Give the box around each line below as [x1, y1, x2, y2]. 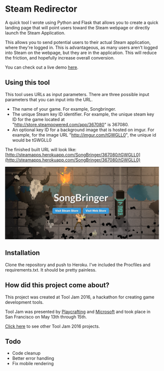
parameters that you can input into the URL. [5, 97, 93, 102]
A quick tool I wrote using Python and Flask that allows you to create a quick [5, 20, 159, 25]
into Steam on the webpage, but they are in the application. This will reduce [5, 50, 157, 56]
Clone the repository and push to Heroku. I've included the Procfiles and [5, 262, 150, 268]
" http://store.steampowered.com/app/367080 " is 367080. [12, 121, 129, 127]
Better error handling [12, 355, 55, 361]
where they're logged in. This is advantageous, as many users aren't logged [5, 44, 158, 50]
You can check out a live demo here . [5, 64, 79, 70]
